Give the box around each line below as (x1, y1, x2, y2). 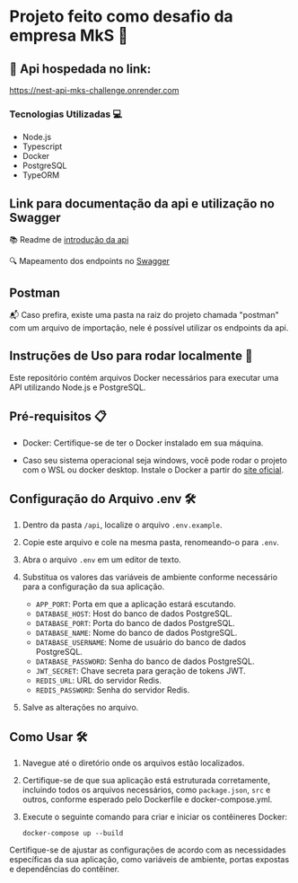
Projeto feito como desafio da (9, 6, 233, 27)
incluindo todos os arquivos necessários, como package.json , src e (22, 784, 271, 796)
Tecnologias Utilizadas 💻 (9, 108, 123, 120)
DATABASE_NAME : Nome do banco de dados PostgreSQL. (35, 627, 238, 639)
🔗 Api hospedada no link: (9, 61, 152, 76)
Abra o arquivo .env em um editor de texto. (22, 554, 181, 565)
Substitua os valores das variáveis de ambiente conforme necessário (22, 572, 278, 583)
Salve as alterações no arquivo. (22, 702, 139, 713)
